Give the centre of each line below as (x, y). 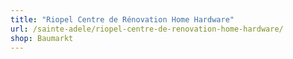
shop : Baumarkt (42, 38)
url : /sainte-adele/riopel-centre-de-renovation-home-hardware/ (147, 29)
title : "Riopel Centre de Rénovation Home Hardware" (122, 19)
